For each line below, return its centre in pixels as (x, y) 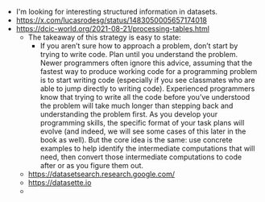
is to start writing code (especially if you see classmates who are (147, 80)
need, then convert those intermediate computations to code (141, 157)
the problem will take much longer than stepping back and (137, 105)
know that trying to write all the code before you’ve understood (145, 97)
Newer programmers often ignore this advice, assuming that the (146, 63)
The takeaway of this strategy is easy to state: (104, 37)
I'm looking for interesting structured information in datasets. (117, 12)
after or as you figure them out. (91, 165)
